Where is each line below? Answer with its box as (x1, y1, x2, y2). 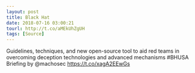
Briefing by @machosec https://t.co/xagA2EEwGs (6, 60, 130, 68)
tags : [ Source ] (6, 31, 45, 37)
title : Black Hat (6, 14, 50, 20)
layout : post (6, 8, 39, 15)
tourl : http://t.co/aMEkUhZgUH (6, 25, 85, 32)
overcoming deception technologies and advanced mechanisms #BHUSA (6, 54, 189, 61)
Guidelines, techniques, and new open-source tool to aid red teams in (6, 47, 180, 54)
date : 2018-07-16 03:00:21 (6, 20, 74, 26)
